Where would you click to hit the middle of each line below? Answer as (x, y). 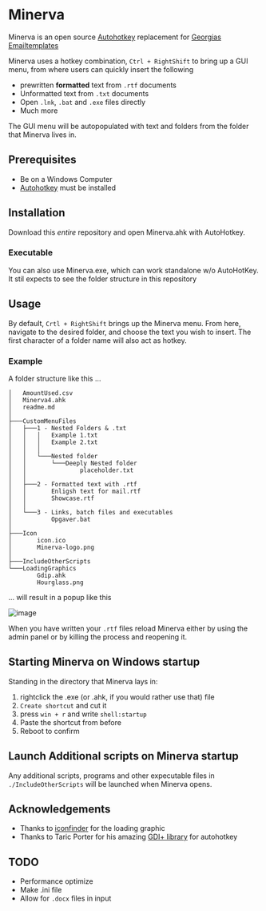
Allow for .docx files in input (66, 898)
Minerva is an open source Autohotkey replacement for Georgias (115, 37)
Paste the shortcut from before (71, 722)
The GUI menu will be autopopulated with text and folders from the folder (129, 126)
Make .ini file (41, 890)
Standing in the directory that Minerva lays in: (83, 681)
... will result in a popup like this (60, 597)
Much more (39, 111)
